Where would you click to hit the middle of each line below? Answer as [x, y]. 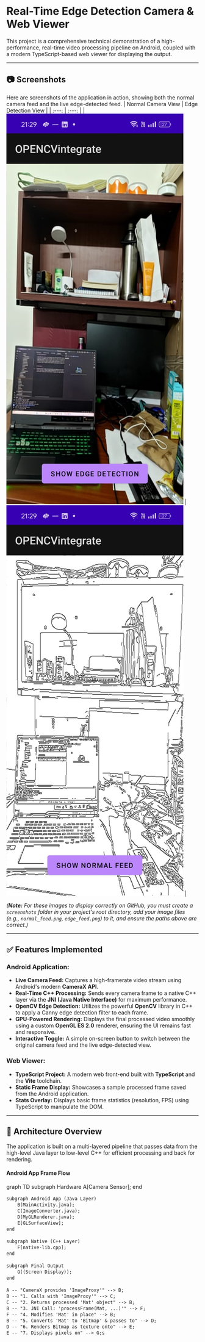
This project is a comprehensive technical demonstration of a [83, 41]
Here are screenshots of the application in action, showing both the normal [100, 97]
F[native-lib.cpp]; [42, 1247]
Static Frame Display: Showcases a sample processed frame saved [100, 1087]
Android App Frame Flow [38, 1173]
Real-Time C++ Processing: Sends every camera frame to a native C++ [106, 993]
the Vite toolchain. [38, 1080]
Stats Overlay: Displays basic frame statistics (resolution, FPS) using [102, 1100]
